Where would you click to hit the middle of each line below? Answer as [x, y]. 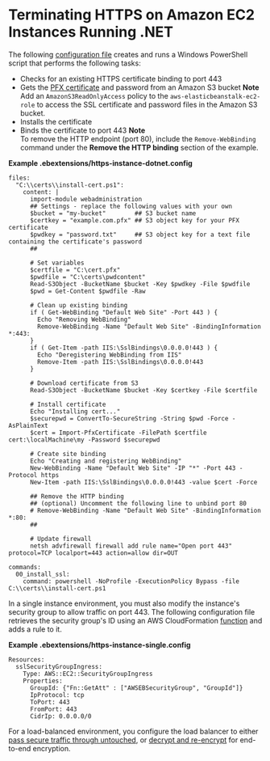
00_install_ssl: [43, 574]
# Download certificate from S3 [84, 383]
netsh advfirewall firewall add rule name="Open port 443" [131, 546]
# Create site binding [68, 454]
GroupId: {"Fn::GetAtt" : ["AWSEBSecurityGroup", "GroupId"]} [136, 688]
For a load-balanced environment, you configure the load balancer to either [133, 731]
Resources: [27, 660]
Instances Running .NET [91, 32]
